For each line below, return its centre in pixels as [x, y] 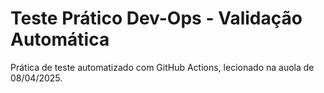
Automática [60, 39]
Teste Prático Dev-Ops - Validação [156, 18]
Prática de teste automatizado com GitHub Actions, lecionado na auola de [162, 67]
